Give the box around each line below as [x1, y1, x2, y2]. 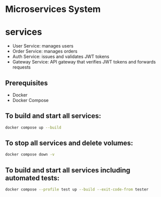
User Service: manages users [12, 43, 73, 49]
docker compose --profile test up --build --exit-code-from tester [5, 187, 149, 192]
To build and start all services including [5, 166, 130, 174]
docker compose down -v [5, 152, 55, 157]
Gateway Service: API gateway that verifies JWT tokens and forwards [12, 59, 156, 65]
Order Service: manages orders [12, 48, 77, 54]
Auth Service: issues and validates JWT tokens [12, 53, 109, 59]
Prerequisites [5, 78, 48, 87]
